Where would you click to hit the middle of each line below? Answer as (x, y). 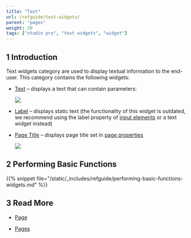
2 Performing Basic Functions (61, 164)
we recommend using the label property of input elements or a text (96, 117)
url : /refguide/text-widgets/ (43, 17)
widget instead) (33, 123)
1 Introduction (32, 57)
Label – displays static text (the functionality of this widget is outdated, (100, 111)
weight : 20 (19, 28)
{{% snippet (21, 178)
